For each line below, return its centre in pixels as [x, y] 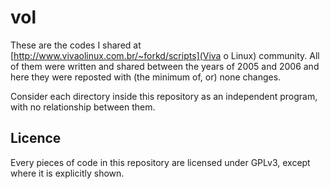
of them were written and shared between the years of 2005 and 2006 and [165, 66]
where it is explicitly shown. [67, 173]
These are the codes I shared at [76, 45]
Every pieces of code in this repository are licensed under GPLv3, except [160, 162]
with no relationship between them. [83, 107]
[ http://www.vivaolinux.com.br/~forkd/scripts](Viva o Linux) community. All [165, 55]
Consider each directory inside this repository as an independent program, [164, 96]
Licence [36, 138]
